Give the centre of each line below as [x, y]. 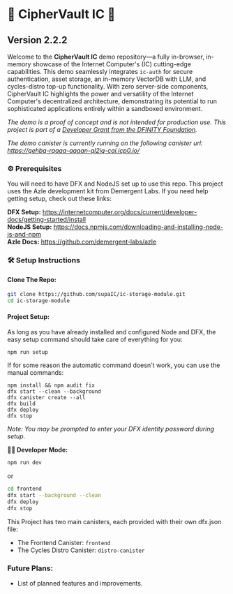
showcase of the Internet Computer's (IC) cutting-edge [112, 64]
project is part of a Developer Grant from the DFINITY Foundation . [102, 129]
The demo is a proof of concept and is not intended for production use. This [117, 122]
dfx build [22, 404]
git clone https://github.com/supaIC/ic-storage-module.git [97, 295]
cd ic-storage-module [39, 301]
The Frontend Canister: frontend [64, 542]
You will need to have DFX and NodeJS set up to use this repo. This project [115, 184]
